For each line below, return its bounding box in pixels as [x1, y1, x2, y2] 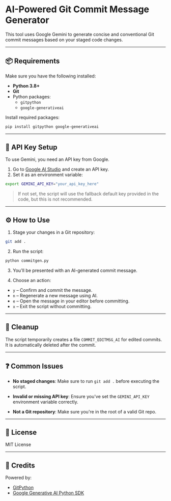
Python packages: [12, 93, 51, 100]
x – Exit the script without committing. [12, 303, 92, 309]
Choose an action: [12, 277, 51, 283]
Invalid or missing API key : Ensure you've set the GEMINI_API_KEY [12, 393, 150, 399]
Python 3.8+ [12, 82, 40, 89]
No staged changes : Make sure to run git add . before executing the [12, 378, 159, 384]
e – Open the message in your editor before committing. [12, 298, 130, 304]
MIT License [5, 441, 32, 448]
